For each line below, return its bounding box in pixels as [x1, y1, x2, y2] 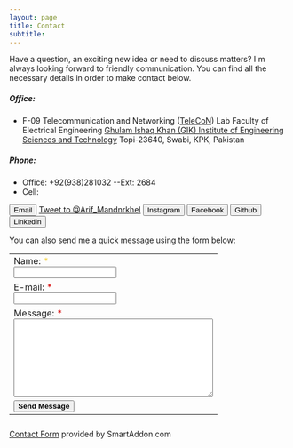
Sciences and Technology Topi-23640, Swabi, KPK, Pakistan [21, 134, 245, 145]
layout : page [9, 12, 58, 22]
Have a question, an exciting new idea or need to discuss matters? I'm [9, 54, 265, 65]
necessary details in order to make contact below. [9, 73, 192, 84]
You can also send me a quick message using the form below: [9, 235, 236, 245]
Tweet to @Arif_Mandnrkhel [38, 204, 141, 215]
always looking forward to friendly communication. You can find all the [9, 63, 267, 74]
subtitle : [9, 29, 46, 38]
